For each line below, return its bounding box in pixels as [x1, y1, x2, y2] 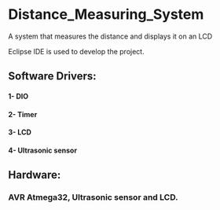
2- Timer [8, 109, 38, 119]
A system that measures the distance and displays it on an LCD [8, 31, 213, 41]
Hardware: [8, 168, 61, 182]
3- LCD [8, 127, 31, 137]
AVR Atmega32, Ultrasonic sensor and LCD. [8, 192, 178, 203]
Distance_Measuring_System [8, 6, 204, 24]
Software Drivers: [8, 69, 97, 83]
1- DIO [8, 91, 29, 101]
